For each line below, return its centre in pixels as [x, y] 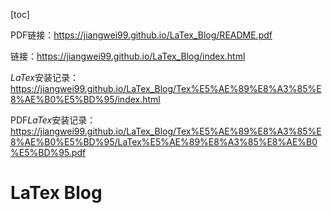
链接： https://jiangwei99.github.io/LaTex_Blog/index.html [128, 56]
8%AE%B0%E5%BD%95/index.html [85, 99]
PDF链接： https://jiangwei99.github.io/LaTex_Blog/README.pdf [141, 35]
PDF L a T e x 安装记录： [53, 120]
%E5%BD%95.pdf [48, 152]
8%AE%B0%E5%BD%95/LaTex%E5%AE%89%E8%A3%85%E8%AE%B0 [164, 142]
